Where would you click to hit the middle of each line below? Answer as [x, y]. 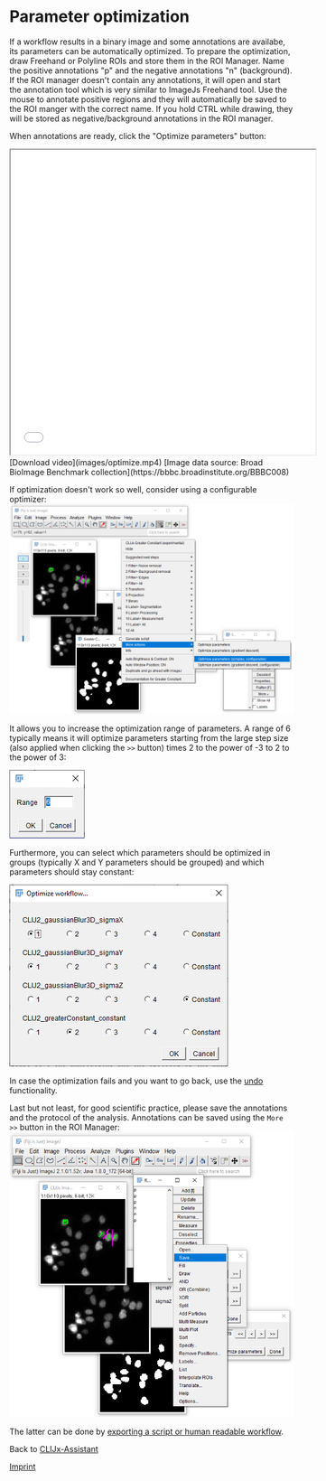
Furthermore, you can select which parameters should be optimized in [140, 852]
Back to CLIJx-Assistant [54, 1449]
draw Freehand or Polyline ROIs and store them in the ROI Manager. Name [147, 61]
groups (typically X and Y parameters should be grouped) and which [137, 862]
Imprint [23, 1467]
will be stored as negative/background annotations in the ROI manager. [141, 118]
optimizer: [28, 499]
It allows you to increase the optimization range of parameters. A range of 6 [150, 728]
